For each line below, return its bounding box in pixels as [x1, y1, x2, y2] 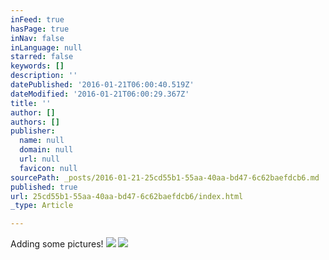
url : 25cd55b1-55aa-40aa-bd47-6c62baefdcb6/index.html [10, 191, 244, 201]
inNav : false [10, 33, 65, 43]
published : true [10, 182, 78, 192]
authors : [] [10, 117, 60, 127]
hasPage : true [10, 24, 70, 34]
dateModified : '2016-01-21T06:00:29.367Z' [10, 89, 190, 99]
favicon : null [19, 163, 78, 173]
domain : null [19, 145, 74, 155]
